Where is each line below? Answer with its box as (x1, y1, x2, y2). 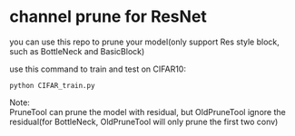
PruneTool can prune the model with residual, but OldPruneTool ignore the (9, 106, 286, 117)
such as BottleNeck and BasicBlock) (9, 45, 145, 56)
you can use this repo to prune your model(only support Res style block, (9, 36, 280, 47)
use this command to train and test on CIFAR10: (9, 63, 186, 74)
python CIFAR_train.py (9, 81, 95, 90)
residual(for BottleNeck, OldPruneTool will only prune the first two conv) (9, 116, 279, 127)
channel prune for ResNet (9, 6, 207, 27)
